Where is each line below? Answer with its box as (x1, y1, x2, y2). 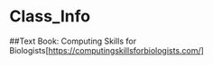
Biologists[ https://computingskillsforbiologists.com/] (9, 45, 205, 55)
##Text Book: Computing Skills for (9, 36, 137, 46)
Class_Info (9, 6, 91, 27)
